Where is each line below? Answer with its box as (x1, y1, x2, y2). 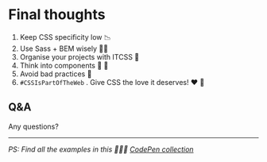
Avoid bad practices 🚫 (19, 69, 92, 79)
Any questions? (8, 121, 60, 131)
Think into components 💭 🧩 (19, 60, 109, 70)
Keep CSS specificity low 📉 (19, 32, 111, 41)
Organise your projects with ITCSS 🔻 (19, 52, 140, 61)
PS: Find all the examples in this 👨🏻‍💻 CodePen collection (8, 145, 194, 154)
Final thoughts (8, 6, 106, 24)
